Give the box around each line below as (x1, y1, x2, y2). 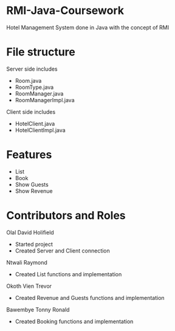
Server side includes (6, 65, 58, 72)
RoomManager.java (15, 89, 64, 97)
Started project (15, 240, 53, 248)
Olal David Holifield (6, 229, 55, 236)
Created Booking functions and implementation (15, 318, 134, 325)
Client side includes (6, 108, 56, 116)
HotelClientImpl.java (15, 126, 66, 134)
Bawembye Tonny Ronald (6, 305, 70, 313)
